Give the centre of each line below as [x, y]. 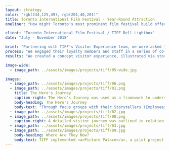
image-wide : [18, 65]
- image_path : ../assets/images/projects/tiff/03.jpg [68, 126]
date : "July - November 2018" [37, 38]
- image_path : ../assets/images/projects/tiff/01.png [68, 89]
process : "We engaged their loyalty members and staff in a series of [81, 51]
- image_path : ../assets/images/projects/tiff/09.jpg [68, 131]
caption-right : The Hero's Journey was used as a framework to [82, 98]
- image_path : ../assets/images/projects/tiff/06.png [68, 84]
